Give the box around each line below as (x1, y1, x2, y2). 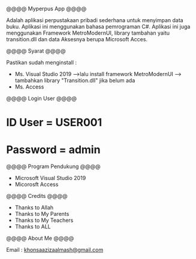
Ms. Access (14, 83, 44, 90)
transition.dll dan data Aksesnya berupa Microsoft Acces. (6, 36, 148, 42)
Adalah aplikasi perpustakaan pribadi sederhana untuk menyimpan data (6, 17, 184, 23)
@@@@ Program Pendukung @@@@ (6, 163, 101, 170)
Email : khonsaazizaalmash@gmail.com (6, 246, 104, 254)
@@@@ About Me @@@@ (6, 234, 74, 242)
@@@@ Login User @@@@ (6, 95, 77, 102)
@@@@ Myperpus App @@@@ (6, 5, 87, 12)
